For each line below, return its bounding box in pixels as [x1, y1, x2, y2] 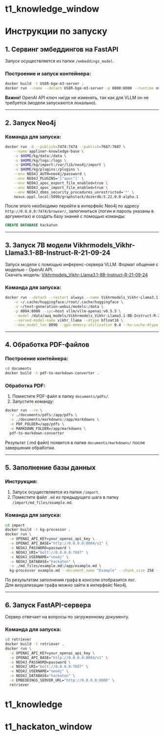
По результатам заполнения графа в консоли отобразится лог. [5, 577, 136, 583]
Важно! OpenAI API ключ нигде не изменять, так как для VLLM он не [5, 95, 149, 101]
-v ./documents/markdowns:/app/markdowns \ [9, 417, 99, 422]
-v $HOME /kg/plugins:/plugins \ [14, 167, 80, 172]
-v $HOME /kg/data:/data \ [14, 153, 67, 158]
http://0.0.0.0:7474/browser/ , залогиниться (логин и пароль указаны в [5, 208, 154, 214]
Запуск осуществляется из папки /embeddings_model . [5, 58, 114, 64]
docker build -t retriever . [5, 642, 64, 647]
